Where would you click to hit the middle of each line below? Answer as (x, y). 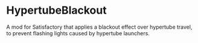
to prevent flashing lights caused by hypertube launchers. (78, 33)
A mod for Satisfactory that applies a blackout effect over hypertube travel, (99, 27)
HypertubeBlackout (56, 10)
